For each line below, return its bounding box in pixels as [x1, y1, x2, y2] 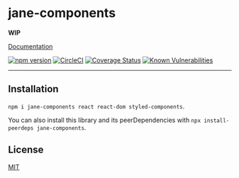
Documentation [8, 42, 53, 50]
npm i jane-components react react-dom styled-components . [8, 101, 185, 111]
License [8, 144, 44, 156]
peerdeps [8, 124, 34, 132]
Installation [8, 83, 59, 95]
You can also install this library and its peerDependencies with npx [8, 116, 201, 124]
